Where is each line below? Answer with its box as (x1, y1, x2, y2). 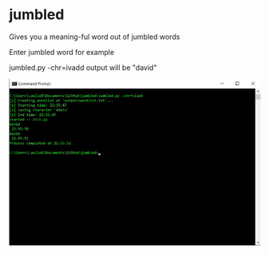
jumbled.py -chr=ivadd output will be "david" (9, 62, 157, 72)
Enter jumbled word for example (9, 47, 115, 57)
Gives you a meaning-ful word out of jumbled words (9, 32, 180, 41)
